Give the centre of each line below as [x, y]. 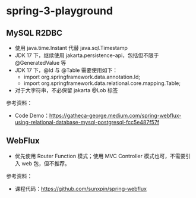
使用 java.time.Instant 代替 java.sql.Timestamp [71, 48]
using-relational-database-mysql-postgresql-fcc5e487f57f [87, 122]
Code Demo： [32, 115]
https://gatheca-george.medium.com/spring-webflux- [116, 115]
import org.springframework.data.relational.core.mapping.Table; [102, 83]
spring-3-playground [60, 11]
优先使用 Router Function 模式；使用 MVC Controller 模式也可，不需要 [100, 156]
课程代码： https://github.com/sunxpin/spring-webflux [81, 188]
